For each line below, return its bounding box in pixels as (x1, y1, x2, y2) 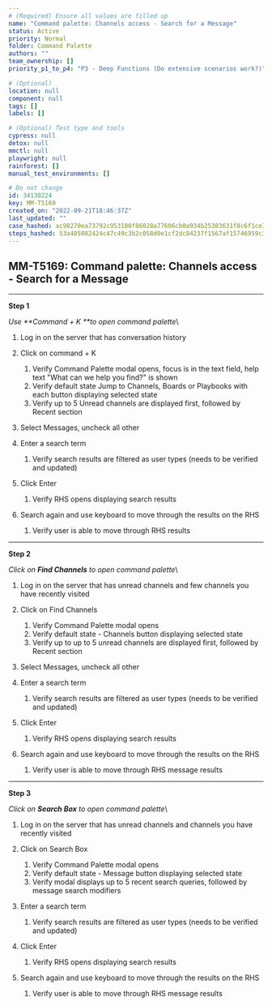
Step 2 (8, 549, 31, 559)
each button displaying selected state (32, 390, 158, 400)
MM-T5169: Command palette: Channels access (8, 259, 257, 273)
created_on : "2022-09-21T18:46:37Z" (8, 207, 132, 215)
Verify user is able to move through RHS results (32, 526, 191, 535)
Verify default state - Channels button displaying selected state (32, 630, 244, 639)
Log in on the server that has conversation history (19, 333, 187, 342)
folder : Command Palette (8, 42, 92, 50)
